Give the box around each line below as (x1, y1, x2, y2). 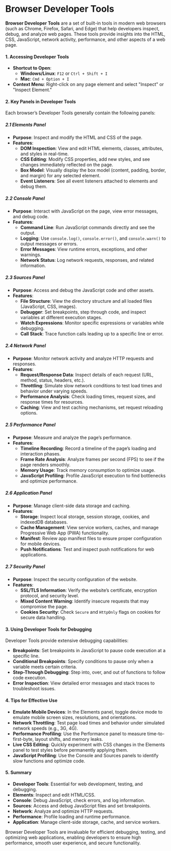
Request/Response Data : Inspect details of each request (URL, (20, 372, 154, 378)
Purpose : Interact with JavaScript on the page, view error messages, (12, 208, 158, 214)
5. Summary (5, 770, 32, 776)
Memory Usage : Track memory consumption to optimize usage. (20, 467, 156, 473)
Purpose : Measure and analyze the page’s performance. (12, 434, 132, 441)
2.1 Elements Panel (5, 121, 46, 128)
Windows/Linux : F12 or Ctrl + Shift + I (20, 70, 108, 77)
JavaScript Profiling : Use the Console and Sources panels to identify (12, 752, 159, 758)
